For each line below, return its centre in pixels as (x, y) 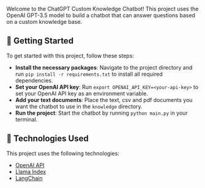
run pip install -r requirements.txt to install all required (89, 74)
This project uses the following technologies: (63, 153)
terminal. (26, 119)
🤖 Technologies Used (47, 139)
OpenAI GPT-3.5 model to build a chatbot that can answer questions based (101, 15)
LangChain (29, 178)
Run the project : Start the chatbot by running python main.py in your (101, 113)
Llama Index (31, 172)
